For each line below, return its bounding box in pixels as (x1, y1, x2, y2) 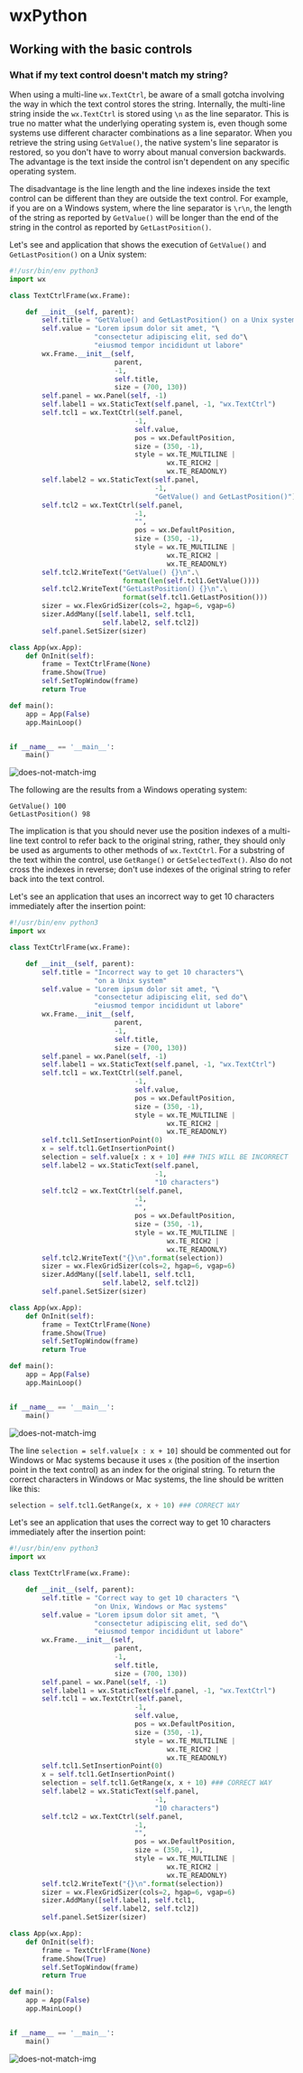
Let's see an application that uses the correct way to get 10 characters (9, 1517, 271, 1528)
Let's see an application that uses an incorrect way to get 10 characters (9, 891, 275, 902)
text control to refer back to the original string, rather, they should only (24, 835, 286, 846)
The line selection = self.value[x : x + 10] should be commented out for (9, 1445, 291, 1456)
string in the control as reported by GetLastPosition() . (9, 221, 212, 232)
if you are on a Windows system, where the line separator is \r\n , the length (9, 202, 292, 213)
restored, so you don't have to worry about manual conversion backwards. (9, 146, 287, 157)
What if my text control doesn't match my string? (9, 69, 228, 81)
